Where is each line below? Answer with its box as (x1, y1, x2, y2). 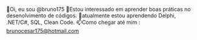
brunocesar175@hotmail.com (6, 27, 79, 34)
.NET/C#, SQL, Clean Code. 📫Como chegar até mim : (6, 19, 141, 26)
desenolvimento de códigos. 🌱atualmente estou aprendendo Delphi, (6, 12, 176, 19)
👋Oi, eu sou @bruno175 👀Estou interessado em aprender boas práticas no (6, 6, 191, 13)
